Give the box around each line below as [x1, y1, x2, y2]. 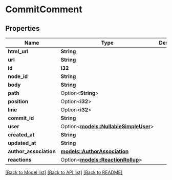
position [8, 98, 29, 105]
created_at [8, 131, 35, 138]
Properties [5, 24, 40, 33]
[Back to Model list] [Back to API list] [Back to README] [5, 169, 123, 175]
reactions [8, 156, 32, 163]
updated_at [8, 139, 36, 147]
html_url [8, 48, 29, 55]
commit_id [8, 114, 34, 122]
